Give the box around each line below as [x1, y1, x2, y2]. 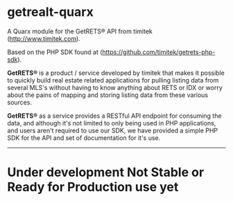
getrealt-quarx [7, 4, 94, 20]
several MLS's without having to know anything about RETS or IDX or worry [7, 83, 223, 91]
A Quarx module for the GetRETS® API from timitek [7, 27, 153, 35]
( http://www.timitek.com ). [7, 34, 81, 42]
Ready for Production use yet [7, 180, 179, 195]
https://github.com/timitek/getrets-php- [102, 48, 216, 56]
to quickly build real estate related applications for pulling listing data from [7, 76, 219, 84]
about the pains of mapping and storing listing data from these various [7, 91, 209, 99]
